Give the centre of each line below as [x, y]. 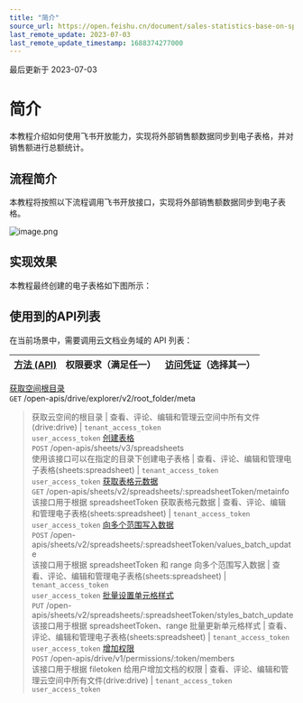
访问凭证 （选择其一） [210, 365]
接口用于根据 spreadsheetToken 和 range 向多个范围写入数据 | [155, 564]
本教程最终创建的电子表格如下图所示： [80, 285]
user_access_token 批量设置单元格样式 [102, 595]
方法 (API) [35, 365]
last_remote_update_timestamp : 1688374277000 [96, 43]
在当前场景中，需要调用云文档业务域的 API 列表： [101, 340]
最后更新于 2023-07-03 [53, 69]
